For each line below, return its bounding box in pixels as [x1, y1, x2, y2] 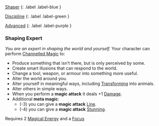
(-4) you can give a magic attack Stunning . [19, 106, 106, 112]
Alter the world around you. [12, 76, 67, 82]
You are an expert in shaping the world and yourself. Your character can [5, 46, 150, 52]
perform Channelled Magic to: [5, 51, 65, 57]
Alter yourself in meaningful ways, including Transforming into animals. [12, 81, 155, 86]
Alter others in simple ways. [12, 86, 68, 92]
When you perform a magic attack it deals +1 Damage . [12, 91, 123, 97]
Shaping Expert [5, 35, 42, 42]
